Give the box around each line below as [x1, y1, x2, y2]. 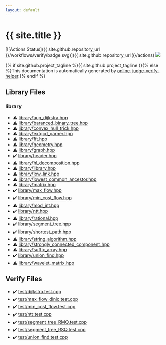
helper [5, 73, 19, 79]
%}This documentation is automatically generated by [5, 67, 116, 74]
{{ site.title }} [5, 29, 62, 41]
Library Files [5, 88, 46, 96]
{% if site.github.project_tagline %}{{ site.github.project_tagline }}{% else [5, 62, 159, 68]
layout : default [5, 7, 40, 13]
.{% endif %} [18, 73, 46, 79]
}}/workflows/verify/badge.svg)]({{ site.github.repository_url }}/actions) [5, 52, 155, 59]
